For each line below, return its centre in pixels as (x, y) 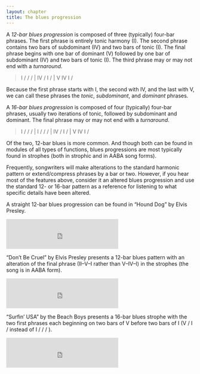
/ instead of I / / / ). (29, 329)
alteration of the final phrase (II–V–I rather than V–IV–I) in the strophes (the (98, 263)
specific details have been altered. (48, 192)
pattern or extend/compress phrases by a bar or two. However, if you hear (98, 173)
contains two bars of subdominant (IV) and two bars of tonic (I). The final (96, 47)
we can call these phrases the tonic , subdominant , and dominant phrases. (97, 96)
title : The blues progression (44, 17)
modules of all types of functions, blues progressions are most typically (94, 149)
